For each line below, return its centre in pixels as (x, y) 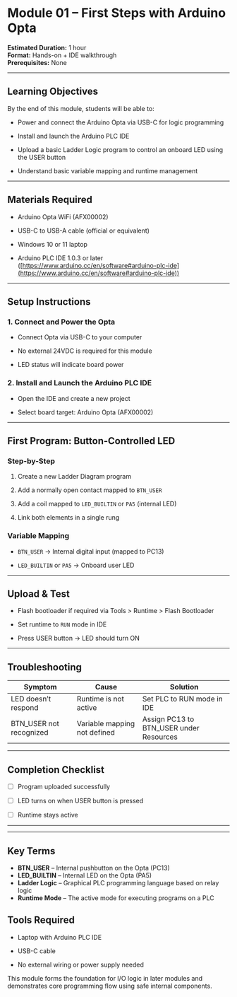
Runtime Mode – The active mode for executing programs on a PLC (116, 898)
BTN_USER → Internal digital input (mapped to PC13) (91, 551)
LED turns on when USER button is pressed (80, 801)
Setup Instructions (49, 302)
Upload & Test (39, 594)
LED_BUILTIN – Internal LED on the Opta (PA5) (85, 875)
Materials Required (50, 200)
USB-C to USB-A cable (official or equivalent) (84, 231)
